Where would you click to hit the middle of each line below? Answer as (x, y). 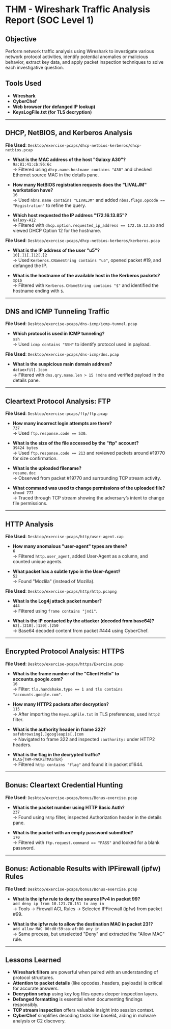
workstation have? (33, 190)
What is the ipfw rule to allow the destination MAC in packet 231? (83, 924)
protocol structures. (33, 978)
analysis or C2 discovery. (39, 1021)
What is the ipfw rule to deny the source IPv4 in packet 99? (76, 899)
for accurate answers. (36, 988)
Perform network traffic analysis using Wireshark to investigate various (80, 51)
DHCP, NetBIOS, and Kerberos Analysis (69, 133)
